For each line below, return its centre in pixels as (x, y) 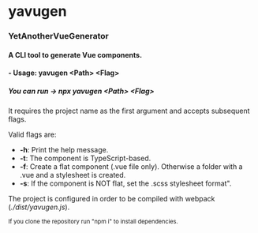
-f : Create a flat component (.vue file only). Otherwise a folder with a (131, 167)
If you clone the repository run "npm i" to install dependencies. (93, 222)
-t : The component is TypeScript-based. (85, 158)
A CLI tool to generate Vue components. (75, 54)
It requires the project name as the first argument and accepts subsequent (129, 111)
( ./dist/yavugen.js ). (39, 207)
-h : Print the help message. (64, 150)
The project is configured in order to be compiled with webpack (112, 199)
